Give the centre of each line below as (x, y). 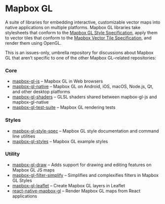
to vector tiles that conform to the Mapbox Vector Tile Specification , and (78, 38)
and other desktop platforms (41, 92)
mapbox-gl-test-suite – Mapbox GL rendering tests (64, 107)
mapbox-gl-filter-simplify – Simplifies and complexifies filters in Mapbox (85, 175)
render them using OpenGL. (33, 43)
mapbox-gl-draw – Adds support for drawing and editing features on (82, 165)
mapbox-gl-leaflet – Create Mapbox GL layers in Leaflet (69, 185)
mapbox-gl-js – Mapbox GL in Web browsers (58, 81)
